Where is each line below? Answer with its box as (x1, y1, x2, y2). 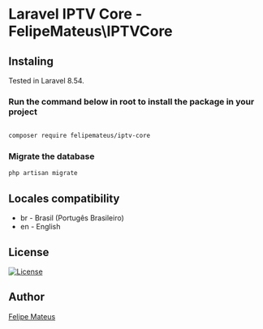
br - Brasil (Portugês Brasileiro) (19, 213, 124, 223)
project (8, 106, 38, 117)
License (8, 245, 50, 259)
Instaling (8, 54, 54, 68)
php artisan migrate (8, 169, 79, 177)
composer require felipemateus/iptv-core (8, 131, 151, 140)
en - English (19, 222, 61, 232)
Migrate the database (8, 151, 95, 162)
